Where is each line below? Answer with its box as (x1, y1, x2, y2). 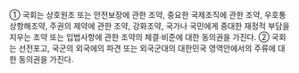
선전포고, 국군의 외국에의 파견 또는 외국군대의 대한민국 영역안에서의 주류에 (18, 43, 277, 53)
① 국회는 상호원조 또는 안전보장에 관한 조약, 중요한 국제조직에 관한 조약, (9, 10, 263, 20)
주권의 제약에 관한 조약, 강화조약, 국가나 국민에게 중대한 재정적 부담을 (49, 20, 290, 31)
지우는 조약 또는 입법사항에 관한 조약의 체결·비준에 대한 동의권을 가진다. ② (9, 32, 270, 42)
